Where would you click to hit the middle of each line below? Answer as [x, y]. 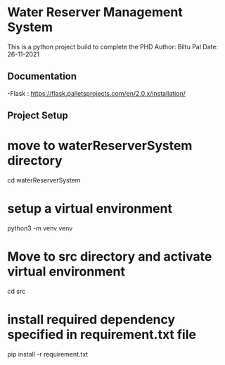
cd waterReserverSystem [44, 180]
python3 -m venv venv [40, 228]
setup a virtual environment [90, 209]
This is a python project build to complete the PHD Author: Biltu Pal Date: [113, 47]
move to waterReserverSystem [100, 146]
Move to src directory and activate [110, 257]
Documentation [42, 76]
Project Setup [38, 116]
